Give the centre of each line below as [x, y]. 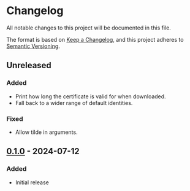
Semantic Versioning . [33, 46]
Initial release [32, 182]
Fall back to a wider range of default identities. [74, 103]
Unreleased [29, 65]
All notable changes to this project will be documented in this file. [89, 28]
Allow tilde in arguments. [46, 132]
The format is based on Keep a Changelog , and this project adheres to [95, 39]
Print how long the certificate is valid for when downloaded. [91, 96]
